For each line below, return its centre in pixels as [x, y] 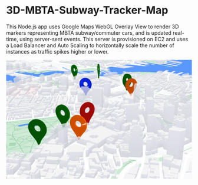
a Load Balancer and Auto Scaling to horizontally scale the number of [90, 45]
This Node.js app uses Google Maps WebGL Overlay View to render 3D [93, 27]
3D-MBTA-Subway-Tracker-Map [87, 10]
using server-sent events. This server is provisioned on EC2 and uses [104, 39]
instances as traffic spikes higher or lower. [57, 51]
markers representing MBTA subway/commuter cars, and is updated [89, 32]
